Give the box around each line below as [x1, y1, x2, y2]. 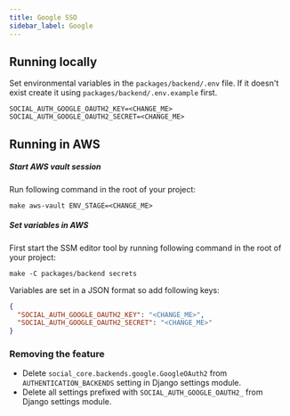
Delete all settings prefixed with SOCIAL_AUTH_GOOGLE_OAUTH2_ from [21, 387, 263, 397]
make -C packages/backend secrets [9, 269, 138, 278]
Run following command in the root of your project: [9, 184, 196, 194]
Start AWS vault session [9, 161, 101, 172]
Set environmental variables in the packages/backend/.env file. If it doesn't [9, 77, 279, 89]
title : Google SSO [9, 12, 77, 22]
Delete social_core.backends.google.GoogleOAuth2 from [21, 368, 228, 379]
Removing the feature [9, 348, 105, 361]
